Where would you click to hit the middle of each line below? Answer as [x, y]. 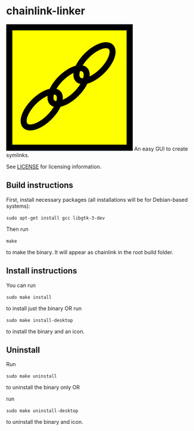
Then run [17, 229]
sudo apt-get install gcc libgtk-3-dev [56, 218]
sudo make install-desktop [40, 320]
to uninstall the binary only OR [43, 388]
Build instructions [40, 185]
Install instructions [42, 271]
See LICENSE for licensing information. [54, 166]
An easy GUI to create [161, 149]
